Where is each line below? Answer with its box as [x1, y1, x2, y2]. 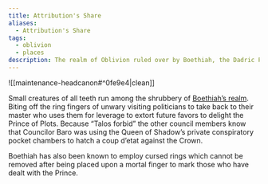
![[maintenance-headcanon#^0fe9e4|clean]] [8, 77, 156, 88]
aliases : [8, 19, 37, 27]
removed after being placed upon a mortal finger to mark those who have [8, 159, 250, 169]
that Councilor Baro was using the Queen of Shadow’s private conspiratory [8, 127, 254, 136]
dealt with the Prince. [8, 168, 78, 178]
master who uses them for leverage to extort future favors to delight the [8, 110, 244, 119]
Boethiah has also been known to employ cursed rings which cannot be [8, 151, 243, 160]
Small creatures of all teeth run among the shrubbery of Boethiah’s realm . [8, 93, 250, 103]
